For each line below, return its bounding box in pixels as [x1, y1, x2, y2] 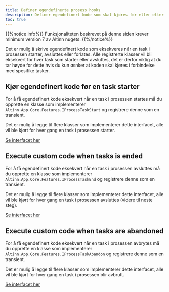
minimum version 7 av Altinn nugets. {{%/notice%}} [5, 36, 113, 42]
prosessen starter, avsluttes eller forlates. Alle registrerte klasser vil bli [5, 51, 152, 57]
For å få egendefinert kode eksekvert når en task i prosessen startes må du [5, 96, 162, 102]
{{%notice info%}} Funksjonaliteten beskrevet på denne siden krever [5, 31, 149, 37]
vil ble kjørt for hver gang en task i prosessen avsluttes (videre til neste [5, 197, 153, 203]
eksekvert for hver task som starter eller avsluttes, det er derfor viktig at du [5, 57, 162, 63]
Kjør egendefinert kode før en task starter [5, 82, 140, 91]
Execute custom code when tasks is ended [5, 152, 143, 160]
